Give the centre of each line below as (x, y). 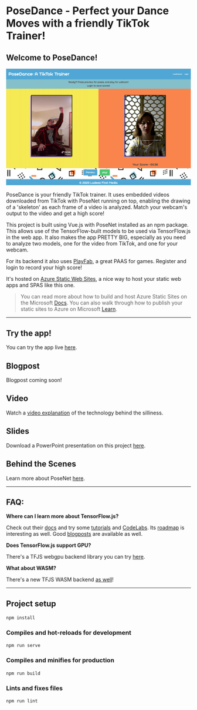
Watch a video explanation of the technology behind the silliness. (85, 413)
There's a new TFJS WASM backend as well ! (60, 580)
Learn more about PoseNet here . (45, 478)
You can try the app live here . (42, 347)
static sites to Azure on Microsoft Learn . (69, 309)
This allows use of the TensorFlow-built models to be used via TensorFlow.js (98, 231)
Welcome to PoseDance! (52, 57)
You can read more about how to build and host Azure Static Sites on (104, 297)
